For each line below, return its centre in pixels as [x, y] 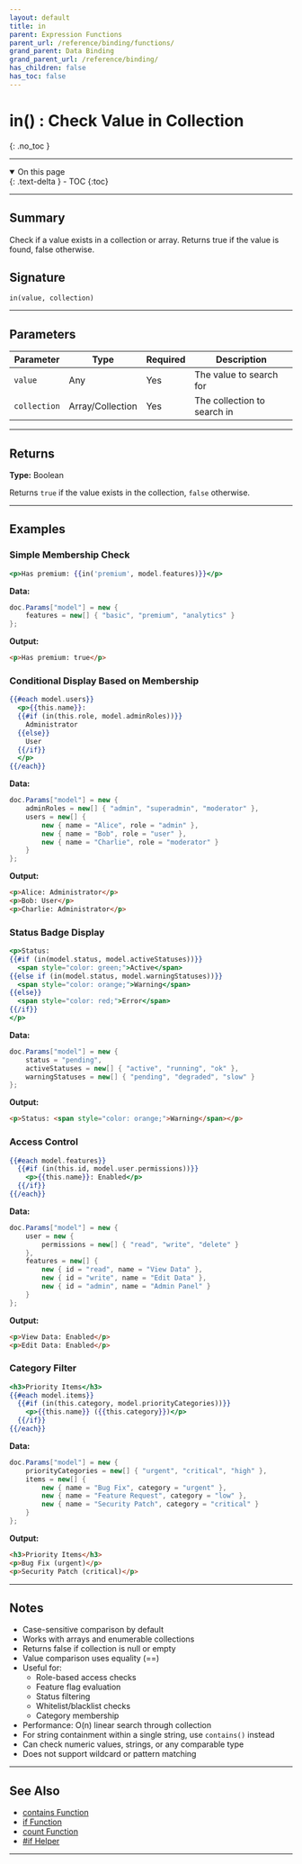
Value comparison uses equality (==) [91, 1659]
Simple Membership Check [70, 555]
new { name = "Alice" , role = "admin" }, [120, 825]
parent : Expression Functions [66, 34]
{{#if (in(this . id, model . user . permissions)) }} [108, 1169]
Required [166, 359]
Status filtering [63, 1697]
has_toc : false [38, 77]
